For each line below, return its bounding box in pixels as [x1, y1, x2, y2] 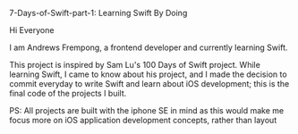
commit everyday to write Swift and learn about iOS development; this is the [9, 79, 290, 88]
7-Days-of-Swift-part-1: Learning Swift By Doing [9, 8, 188, 18]
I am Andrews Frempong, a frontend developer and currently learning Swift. [9, 42, 288, 53]
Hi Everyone [9, 25, 55, 35]
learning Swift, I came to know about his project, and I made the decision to [9, 69, 288, 80]
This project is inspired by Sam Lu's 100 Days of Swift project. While [9, 60, 261, 70]
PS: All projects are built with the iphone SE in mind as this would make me [9, 105, 285, 115]
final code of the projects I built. [9, 88, 127, 98]
